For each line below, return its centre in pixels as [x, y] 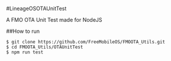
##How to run [23, 31]
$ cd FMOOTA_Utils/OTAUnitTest [45, 47]
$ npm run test [25, 52]
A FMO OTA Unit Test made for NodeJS [54, 20]
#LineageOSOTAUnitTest [36, 9]
